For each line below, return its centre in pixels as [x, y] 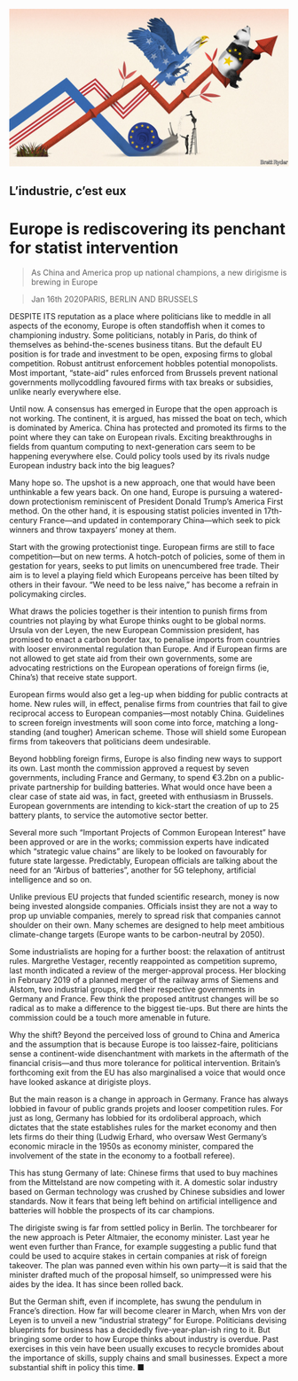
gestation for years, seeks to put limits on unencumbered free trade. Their [144, 565]
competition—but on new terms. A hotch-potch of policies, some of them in [147, 556]
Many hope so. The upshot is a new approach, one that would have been [142, 483]
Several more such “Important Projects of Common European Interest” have [148, 832]
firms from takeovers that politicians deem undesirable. [110, 742]
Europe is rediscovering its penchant [148, 229]
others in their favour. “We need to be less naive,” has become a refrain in [144, 585]
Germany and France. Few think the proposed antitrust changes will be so [144, 999]
